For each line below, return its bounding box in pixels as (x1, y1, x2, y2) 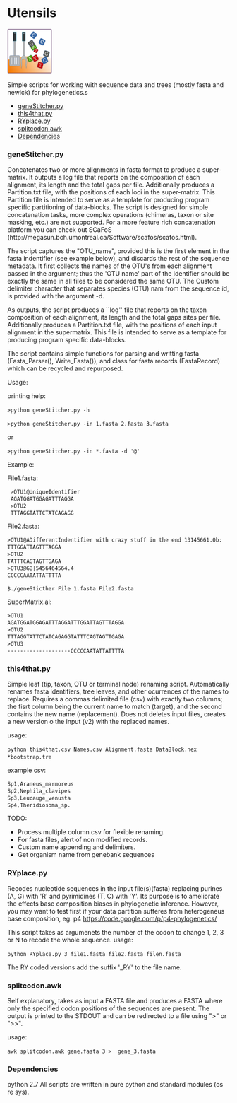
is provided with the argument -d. (7, 292, 104, 300)
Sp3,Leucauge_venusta (7, 795, 71, 802)
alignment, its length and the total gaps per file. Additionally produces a (7, 180, 215, 189)
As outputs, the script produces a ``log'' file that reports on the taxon (7, 305, 207, 314)
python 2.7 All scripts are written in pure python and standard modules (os (7, 1080, 224, 1089)
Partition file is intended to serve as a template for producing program (7, 196, 210, 204)
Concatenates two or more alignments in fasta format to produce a (7, 165, 201, 174)
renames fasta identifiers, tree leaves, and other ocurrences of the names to (7, 687, 229, 696)
